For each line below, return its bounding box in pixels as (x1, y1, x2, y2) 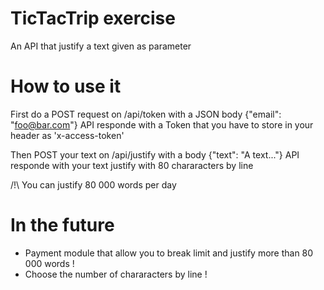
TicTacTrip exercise (10, 7, 176, 30)
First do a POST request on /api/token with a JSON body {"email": (10, 108, 282, 120)
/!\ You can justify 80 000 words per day (10, 178, 177, 191)
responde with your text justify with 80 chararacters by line (10, 159, 254, 171)
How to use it (10, 75, 122, 98)
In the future (10, 214, 115, 237)
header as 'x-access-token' (10, 129, 125, 141)
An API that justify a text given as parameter (10, 40, 192, 52)
